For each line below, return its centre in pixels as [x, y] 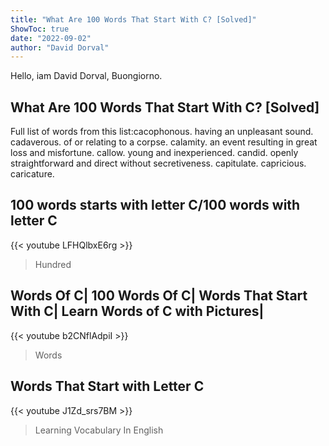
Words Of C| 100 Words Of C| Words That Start [159, 296]
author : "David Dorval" [60, 47]
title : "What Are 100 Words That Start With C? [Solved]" [133, 19]
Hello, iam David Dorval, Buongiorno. [86, 76]
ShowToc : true [40, 29]
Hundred [53, 264]
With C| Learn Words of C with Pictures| [137, 311]
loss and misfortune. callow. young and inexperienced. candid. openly [154, 153]
